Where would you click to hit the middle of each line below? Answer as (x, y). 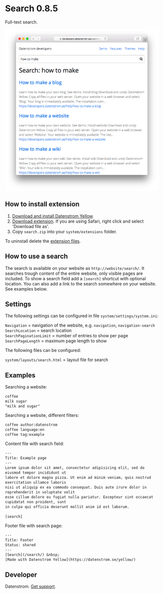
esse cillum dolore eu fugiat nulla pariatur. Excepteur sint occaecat (79, 497)
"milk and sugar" (23, 406)
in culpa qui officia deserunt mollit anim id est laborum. (67, 507)
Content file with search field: (35, 444)
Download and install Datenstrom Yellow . (53, 216)
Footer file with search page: (34, 526)
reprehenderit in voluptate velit (40, 492)
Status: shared (20, 545)
